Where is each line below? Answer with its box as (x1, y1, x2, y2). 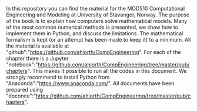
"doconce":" (6, 92, 36, 99)
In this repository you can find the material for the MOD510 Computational (6, 5, 185, 12)
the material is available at (6, 42, 69, 49)
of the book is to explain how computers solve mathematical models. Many (6, 18, 188, 24)
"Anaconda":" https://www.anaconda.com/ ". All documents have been (6, 80, 175, 87)
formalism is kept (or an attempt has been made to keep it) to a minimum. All (6, 36, 191, 43)
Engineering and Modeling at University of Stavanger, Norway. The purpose (6, 11, 190, 18)
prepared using (6, 86, 43, 93)
